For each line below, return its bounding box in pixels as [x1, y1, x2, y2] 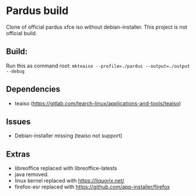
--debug [6, 68, 25, 74]
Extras [6, 149, 30, 159]
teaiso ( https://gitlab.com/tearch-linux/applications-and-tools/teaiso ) [14, 99, 181, 106]
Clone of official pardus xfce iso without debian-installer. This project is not [6, 23, 187, 30]
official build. [6, 29, 37, 36]
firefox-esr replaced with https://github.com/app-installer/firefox [14, 183, 170, 191]
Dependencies [6, 84, 60, 94]
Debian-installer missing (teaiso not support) [14, 132, 123, 139]
